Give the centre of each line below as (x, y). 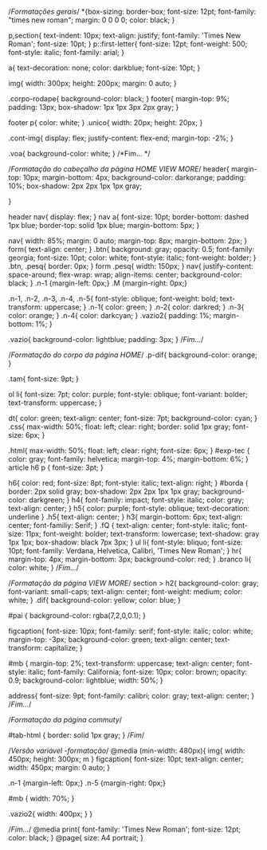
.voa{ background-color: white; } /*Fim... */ (79, 153)
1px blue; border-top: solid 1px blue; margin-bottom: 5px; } (104, 225)
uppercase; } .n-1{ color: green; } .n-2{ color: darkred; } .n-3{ (144, 307)
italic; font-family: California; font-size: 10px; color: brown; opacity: (137, 672)
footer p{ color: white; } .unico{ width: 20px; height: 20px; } (106, 122)
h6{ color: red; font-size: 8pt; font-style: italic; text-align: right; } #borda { (128, 483)
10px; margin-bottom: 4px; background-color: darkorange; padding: (134, 177)
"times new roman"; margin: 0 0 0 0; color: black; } (92, 20)
